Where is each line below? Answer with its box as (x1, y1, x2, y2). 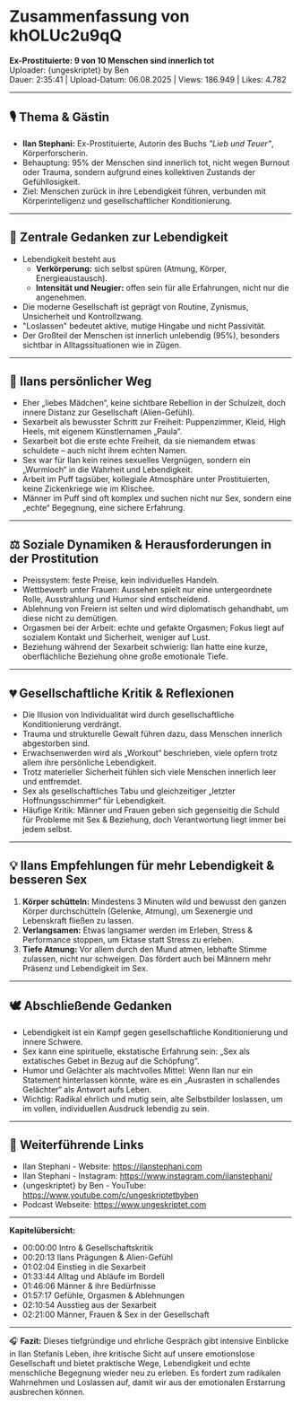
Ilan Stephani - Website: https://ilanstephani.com (21, 1161, 202, 1172)
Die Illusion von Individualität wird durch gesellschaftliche (21, 709, 235, 720)
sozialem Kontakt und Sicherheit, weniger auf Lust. (21, 632, 211, 643)
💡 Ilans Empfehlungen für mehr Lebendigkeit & (9, 858, 275, 873)
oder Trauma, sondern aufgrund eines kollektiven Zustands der (21, 166, 255, 177)
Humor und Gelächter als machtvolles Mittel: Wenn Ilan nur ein (21, 1065, 254, 1075)
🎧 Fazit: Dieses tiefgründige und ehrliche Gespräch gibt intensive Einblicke (9, 1336, 289, 1347)
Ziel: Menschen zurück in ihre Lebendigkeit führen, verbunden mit (21, 186, 267, 197)
